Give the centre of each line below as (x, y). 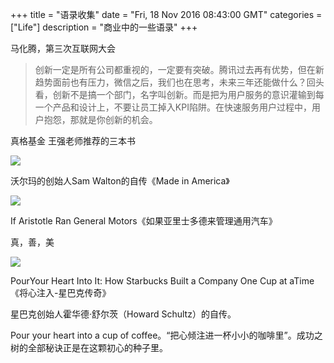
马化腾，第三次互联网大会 (63, 48)
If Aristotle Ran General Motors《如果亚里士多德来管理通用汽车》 (144, 221)
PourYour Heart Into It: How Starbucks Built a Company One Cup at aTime (162, 281)
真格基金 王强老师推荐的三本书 (73, 141)
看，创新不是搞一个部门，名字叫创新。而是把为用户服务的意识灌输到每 (179, 94)
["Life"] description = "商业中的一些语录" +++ (104, 27)
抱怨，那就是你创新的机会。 (100, 119)
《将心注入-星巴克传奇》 (61, 292)
